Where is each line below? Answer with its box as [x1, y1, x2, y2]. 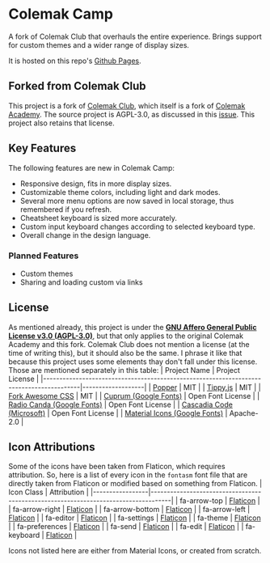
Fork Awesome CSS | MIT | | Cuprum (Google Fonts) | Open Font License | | [8, 391, 260, 400]
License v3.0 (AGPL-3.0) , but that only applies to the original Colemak [8, 331, 244, 341]
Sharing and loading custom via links [19, 277, 143, 287]
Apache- [229, 408, 259, 417]
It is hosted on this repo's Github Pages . [8, 56, 141, 66]
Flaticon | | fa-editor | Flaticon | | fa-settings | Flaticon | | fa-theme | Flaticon [8, 513, 261, 523]
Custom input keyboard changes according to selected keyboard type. [19, 222, 256, 231]
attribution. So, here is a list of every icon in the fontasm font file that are [8, 470, 248, 480]
